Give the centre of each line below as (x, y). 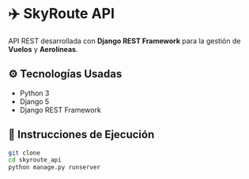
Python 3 (34, 93)
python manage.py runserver (55, 168)
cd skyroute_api (35, 160)
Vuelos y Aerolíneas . (43, 49)
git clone (25, 153)
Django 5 (34, 101)
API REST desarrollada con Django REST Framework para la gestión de (124, 41)
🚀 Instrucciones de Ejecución (81, 134)
